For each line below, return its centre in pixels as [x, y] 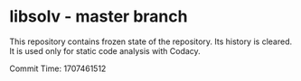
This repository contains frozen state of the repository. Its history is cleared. [150, 41]
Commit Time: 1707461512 [58, 68]
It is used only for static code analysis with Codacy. [105, 50]
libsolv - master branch [99, 17]
